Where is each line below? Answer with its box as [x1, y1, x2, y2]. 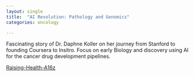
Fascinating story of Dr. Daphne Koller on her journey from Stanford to [6, 40, 176, 47]
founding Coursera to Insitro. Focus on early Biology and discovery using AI [6, 47, 189, 54]
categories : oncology [6, 19, 59, 25]
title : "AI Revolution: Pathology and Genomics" [6, 14, 130, 20]
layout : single [6, 8, 43, 15]
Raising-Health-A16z [6, 64, 56, 71]
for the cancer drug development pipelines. [6, 53, 111, 60]
